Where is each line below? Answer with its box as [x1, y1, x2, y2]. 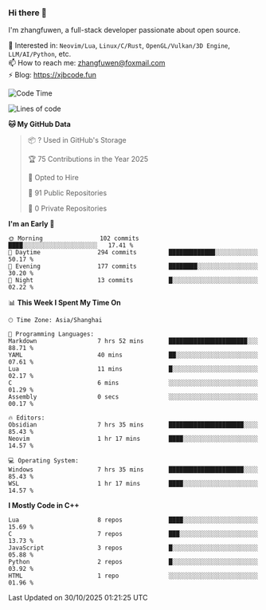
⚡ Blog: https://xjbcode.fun [8, 70, 97, 80]
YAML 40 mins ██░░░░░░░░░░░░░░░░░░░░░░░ [8, 351, 259, 360]
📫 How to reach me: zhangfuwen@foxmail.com [8, 58, 166, 68]
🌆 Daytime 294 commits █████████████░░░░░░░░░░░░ [8, 249, 259, 257]
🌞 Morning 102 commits [8, 234, 139, 242]
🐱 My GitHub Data [8, 120, 72, 129]
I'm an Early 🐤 [8, 219, 55, 229]
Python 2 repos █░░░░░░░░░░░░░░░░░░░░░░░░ [8, 558, 259, 566]
